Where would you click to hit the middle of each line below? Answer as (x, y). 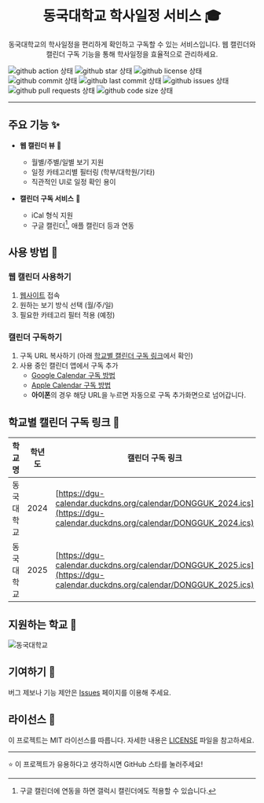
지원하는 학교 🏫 (42, 624)
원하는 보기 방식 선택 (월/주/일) (66, 305)
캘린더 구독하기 (35, 337)
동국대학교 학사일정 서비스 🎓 (132, 16)
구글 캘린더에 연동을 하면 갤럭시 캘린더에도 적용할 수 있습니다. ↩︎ (118, 790)
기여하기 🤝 (32, 672)
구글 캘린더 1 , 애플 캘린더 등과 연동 (83, 225)
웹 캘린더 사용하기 (40, 277)
